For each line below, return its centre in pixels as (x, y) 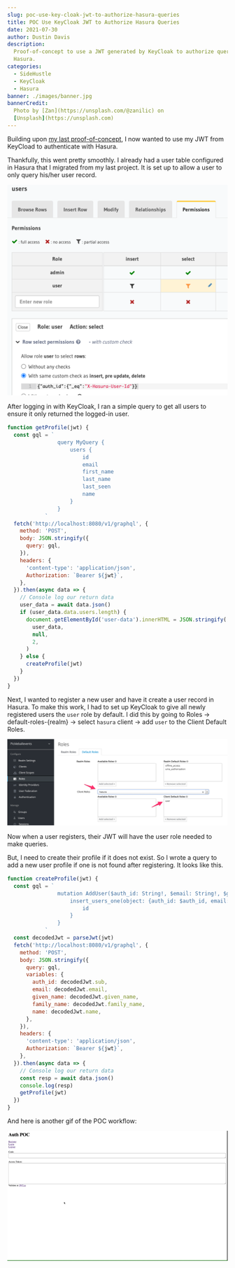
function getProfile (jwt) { (48, 428)
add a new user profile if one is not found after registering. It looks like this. (115, 865)
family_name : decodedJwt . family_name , (89, 1004)
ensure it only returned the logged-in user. (68, 414)
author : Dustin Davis (39, 37)
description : (26, 44)
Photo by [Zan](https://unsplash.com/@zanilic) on (89, 111)
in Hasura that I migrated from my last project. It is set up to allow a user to (115, 167)
